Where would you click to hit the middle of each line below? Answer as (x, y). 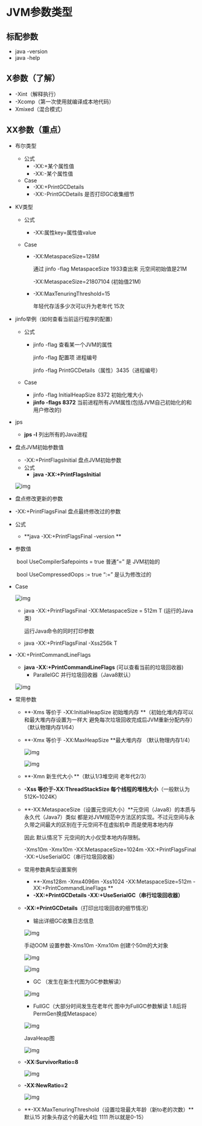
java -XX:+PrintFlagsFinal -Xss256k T (71, 643)
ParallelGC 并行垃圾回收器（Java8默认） (84, 674)
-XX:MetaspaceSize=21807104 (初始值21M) (87, 281)
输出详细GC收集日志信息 (64, 921)
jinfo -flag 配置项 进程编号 (65, 357)
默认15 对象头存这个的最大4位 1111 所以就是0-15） (85, 1117)
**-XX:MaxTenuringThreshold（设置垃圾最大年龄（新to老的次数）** (109, 1109)
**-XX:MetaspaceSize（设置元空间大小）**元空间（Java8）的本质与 (110, 809)
